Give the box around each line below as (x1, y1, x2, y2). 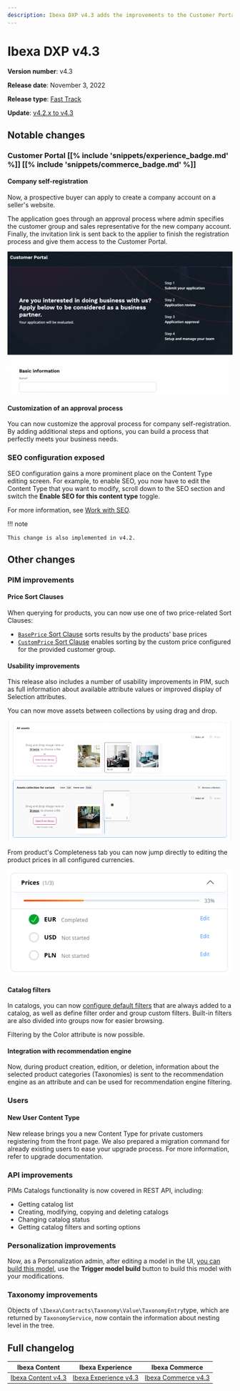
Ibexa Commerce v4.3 (144, 1373, 211, 1382)
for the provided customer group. (17, 645, 116, 654)
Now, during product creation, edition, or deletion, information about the (7, 1062, 219, 1071)
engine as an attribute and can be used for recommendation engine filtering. (7, 1078, 232, 1086)
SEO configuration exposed (7, 452, 105, 462)
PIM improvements (7, 575, 75, 585)
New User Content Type (7, 1113, 80, 1122)
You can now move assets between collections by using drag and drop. (7, 706, 218, 715)
